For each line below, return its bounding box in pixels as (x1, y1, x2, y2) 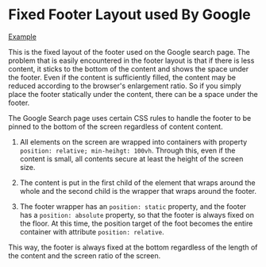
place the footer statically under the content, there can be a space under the (8, 89, 258, 99)
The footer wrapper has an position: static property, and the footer (19, 201, 247, 211)
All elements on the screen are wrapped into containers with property (19, 137, 248, 146)
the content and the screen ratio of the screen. (8, 250, 161, 260)
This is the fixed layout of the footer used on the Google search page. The (8, 47, 250, 56)
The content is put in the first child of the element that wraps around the (19, 177, 256, 188)
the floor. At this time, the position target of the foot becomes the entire (19, 219, 253, 228)
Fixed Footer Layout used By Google (8, 6, 252, 24)
